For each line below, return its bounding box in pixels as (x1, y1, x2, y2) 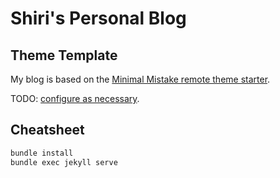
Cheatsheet (10, 122, 85, 139)
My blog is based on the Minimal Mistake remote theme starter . (10, 73, 271, 85)
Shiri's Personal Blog (10, 7, 187, 30)
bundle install (10, 148, 74, 158)
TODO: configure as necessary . (10, 93, 140, 104)
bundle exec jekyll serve (10, 157, 118, 167)
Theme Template (10, 47, 118, 64)
